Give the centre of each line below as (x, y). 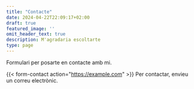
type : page (20, 46)
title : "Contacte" (29, 12)
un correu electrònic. (32, 80)
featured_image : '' (31, 29)
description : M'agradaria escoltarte (53, 40)
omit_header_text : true (36, 34)
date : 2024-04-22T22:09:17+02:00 (48, 17)
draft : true (21, 23)
